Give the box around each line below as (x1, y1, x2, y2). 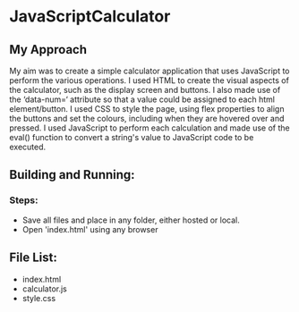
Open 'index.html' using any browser (21, 223, 158, 234)
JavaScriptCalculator (9, 6, 171, 27)
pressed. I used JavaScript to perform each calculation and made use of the (9, 122, 290, 133)
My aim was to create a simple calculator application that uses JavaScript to (9, 65, 290, 76)
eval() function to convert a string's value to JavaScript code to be (9, 132, 254, 142)
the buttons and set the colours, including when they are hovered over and (9, 114, 285, 123)
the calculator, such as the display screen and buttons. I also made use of (9, 85, 281, 95)
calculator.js (21, 283, 67, 294)
